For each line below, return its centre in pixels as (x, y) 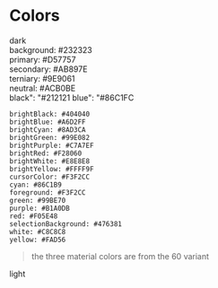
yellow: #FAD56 (38, 240)
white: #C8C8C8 (38, 231)
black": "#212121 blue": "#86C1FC (72, 97)
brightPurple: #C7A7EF (52, 145)
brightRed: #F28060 (46, 153)
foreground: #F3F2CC (48, 192)
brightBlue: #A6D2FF (48, 122)
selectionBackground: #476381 (66, 224)
